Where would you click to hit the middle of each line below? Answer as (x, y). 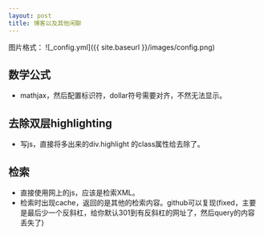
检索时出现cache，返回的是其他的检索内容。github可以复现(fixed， (131, 202)
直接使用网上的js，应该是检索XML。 (79, 192)
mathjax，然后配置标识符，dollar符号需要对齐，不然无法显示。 (123, 95)
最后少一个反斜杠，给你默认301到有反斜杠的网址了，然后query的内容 (141, 213)
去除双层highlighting (60, 123)
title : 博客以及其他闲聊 (45, 23)
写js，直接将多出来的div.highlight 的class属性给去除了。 (112, 144)
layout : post (30, 16)
